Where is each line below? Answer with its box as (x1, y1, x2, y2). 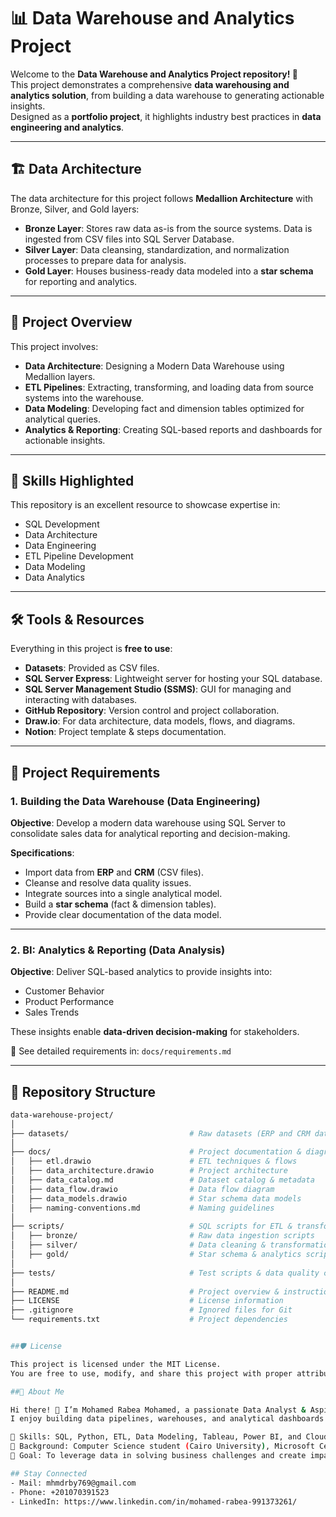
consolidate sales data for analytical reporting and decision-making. (10, 827, 291, 839)
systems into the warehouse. (24, 391, 145, 404)
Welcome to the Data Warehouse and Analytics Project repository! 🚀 (10, 68, 299, 80)
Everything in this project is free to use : (10, 643, 173, 655)
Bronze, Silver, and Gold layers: (10, 203, 140, 215)
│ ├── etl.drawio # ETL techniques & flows (10, 1156, 298, 1167)
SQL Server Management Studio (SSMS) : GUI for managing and (24, 683, 292, 695)
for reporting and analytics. (24, 275, 138, 287)
